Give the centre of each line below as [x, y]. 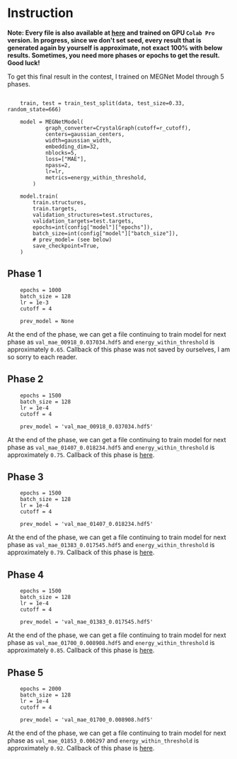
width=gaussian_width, [79, 140]
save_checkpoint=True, [66, 246]
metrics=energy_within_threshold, [96, 178]
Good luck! [24, 62]
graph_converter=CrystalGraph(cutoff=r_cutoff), [118, 128]
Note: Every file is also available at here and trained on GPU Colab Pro [111, 33]
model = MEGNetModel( [52, 122]
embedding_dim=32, [72, 147]
